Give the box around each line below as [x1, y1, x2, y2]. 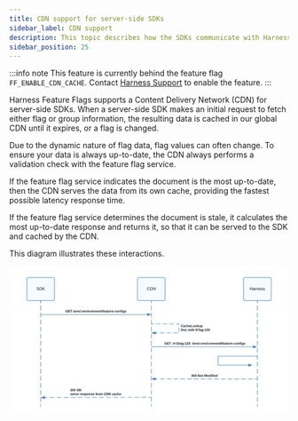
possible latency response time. [9, 195, 126, 206]
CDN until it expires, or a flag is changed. [9, 123, 160, 133]
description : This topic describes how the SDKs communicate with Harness [9, 33, 292, 42]
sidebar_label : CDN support [9, 23, 114, 33]
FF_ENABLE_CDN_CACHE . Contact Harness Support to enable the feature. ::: [9, 77, 272, 88]
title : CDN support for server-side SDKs [9, 14, 165, 23]
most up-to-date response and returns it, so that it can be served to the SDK [9, 222, 288, 233]
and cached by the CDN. [9, 231, 99, 242]
